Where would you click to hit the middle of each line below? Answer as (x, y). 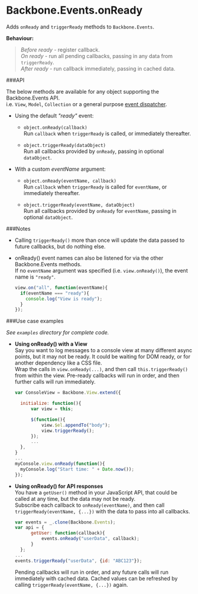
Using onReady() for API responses (59, 486)
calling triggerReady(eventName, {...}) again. (71, 585)
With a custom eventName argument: (60, 169)
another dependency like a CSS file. (58, 363)
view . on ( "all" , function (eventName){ (61, 288)
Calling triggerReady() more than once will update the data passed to (100, 240)
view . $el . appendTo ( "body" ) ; (76, 425)
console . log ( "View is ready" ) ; (64, 299)
